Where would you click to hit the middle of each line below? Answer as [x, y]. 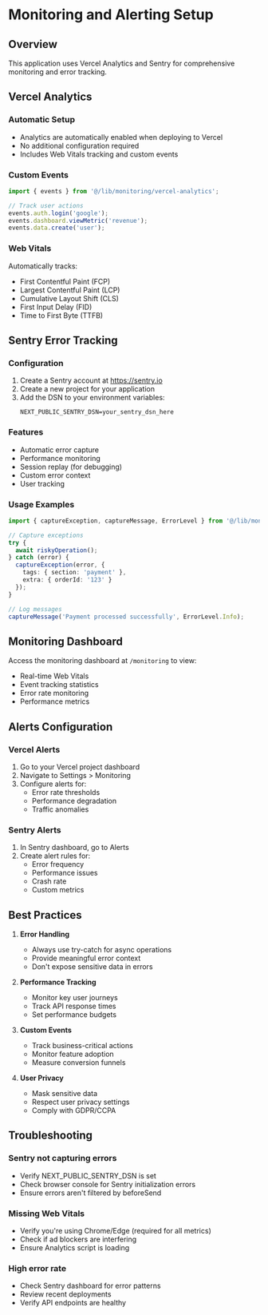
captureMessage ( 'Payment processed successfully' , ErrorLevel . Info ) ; [126, 617]
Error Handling [45, 934]
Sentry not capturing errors [63, 1158]
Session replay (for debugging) [71, 467]
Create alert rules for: [55, 856]
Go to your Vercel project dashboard [80, 767]
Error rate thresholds [66, 792]
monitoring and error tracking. [58, 72]
